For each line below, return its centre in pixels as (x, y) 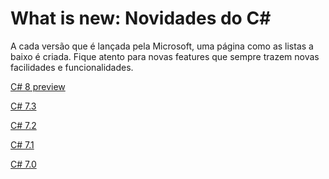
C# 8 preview (38, 86)
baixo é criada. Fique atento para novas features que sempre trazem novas (165, 56)
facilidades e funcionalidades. (72, 67)
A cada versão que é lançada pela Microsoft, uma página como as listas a (162, 46)
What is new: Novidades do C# (141, 18)
